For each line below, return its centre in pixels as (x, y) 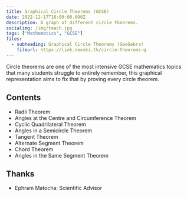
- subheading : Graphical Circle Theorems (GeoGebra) (78, 45)
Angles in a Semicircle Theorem (53, 131)
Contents (24, 98)
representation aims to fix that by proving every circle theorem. (83, 79)
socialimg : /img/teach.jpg (39, 28)
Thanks (20, 174)
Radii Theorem (32, 112)
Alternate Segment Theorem (49, 143)
